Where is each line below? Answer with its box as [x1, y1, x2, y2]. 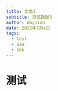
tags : [6, 31, 19, 36]
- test [11, 36, 27, 42]
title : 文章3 [6, 8, 36, 15]
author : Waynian [6, 19, 45, 25]
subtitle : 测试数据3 [6, 14, 52, 20]
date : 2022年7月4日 [6, 25, 50, 31]
